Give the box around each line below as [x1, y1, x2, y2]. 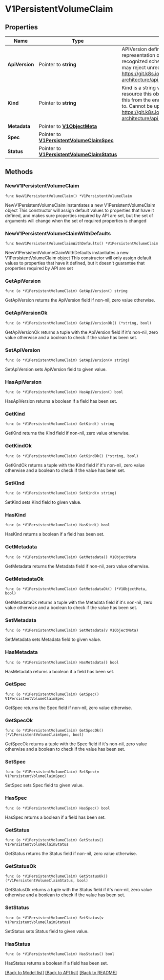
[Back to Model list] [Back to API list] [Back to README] [5, 969, 117, 976]
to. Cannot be [122, 103, 153, 109]
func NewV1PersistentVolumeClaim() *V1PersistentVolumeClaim [5, 194, 132, 198]
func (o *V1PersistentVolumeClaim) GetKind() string [5, 421, 115, 427]
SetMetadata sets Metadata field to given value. [5, 637, 102, 642]
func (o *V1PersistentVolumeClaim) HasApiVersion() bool [5, 390, 123, 395]
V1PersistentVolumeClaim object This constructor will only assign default [5, 255, 152, 261]
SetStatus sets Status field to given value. [5, 928, 89, 934]
